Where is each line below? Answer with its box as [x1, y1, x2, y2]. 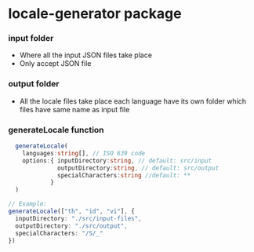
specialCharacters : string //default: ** [57, 171, 191, 179]
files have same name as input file [19, 104, 130, 114]
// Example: [8, 200, 47, 208]
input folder [8, 33, 54, 44]
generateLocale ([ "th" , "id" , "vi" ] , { [8, 207, 135, 216]
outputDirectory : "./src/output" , [15, 221, 128, 230]
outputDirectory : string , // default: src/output [57, 164, 220, 172]
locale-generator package [8, 5, 182, 23]
